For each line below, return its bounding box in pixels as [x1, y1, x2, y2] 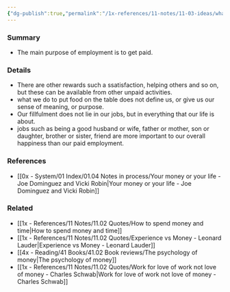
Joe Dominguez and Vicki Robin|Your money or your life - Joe [16, 179, 192, 187]
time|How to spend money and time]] [16, 226, 123, 234]
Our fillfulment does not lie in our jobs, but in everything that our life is [16, 110, 214, 119]
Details [7, 65, 31, 75]
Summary [7, 32, 41, 42]
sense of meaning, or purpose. [16, 103, 105, 111]
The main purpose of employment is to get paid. [16, 48, 153, 56]
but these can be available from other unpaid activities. [16, 88, 172, 97]
